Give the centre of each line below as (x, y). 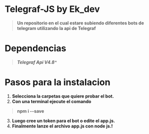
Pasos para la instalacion (57, 82)
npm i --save (30, 111)
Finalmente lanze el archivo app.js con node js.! (62, 126)
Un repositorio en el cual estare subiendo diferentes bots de (80, 23)
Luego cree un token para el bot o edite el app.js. (63, 121)
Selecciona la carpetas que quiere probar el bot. (63, 96)
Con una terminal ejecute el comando (51, 101)
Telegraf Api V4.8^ (37, 62)
